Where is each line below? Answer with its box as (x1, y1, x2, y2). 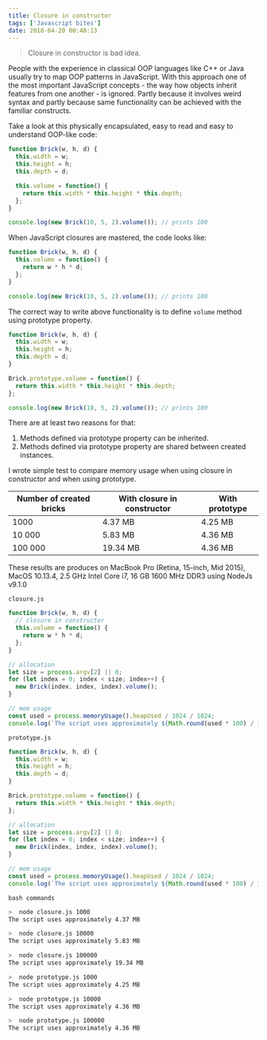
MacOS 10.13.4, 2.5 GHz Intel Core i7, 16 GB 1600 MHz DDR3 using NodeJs (8, 571, 253, 581)
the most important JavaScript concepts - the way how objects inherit (8, 80, 238, 90)
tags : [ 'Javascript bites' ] (8, 19, 102, 27)
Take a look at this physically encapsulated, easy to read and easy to (8, 121, 234, 131)
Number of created (16, 493, 91, 504)
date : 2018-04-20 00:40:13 (8, 26, 98, 34)
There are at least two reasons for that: (8, 418, 137, 428)
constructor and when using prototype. (8, 475, 137, 484)
